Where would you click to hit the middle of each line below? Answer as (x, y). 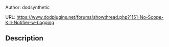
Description (24, 38)
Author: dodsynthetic (28, 7)
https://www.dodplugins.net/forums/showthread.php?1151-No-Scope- (90, 17)
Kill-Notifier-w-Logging (30, 22)
